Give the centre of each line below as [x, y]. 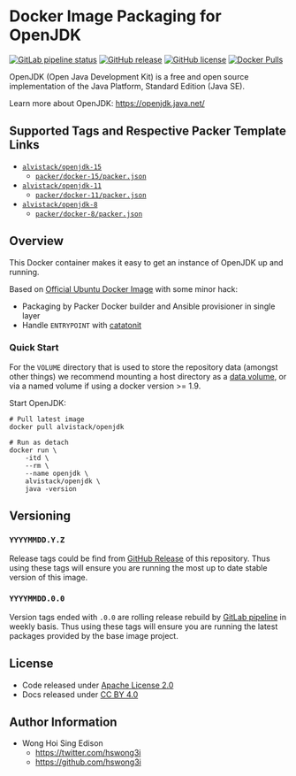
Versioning [40, 516]
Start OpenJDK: [38, 403]
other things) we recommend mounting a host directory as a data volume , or [148, 376]
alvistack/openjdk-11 [61, 186]
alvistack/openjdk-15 [61, 167]
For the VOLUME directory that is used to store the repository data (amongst [144, 367]
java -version [51, 488]
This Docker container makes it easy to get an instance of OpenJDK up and [146, 262]
